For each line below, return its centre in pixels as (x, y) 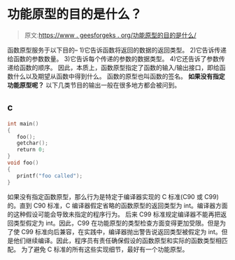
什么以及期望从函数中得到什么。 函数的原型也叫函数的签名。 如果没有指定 (119, 76)
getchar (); (33, 143)
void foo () (23, 163)
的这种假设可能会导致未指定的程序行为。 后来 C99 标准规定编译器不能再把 (114, 214)
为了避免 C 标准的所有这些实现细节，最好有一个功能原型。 (105, 249)
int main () (23, 123)
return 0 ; (31, 150)
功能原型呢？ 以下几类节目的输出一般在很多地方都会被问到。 (94, 85)
